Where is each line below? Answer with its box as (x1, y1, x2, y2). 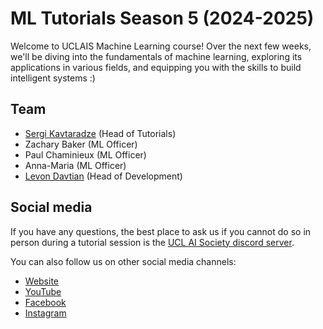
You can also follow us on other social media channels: (10, 255, 237, 267)
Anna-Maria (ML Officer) (24, 159, 127, 171)
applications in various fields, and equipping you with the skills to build (10, 61, 302, 73)
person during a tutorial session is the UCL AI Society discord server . (10, 236, 295, 248)
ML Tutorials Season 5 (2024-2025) (10, 7, 315, 30)
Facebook (24, 296, 67, 308)
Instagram (24, 307, 67, 319)
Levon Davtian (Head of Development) (24, 170, 183, 182)
